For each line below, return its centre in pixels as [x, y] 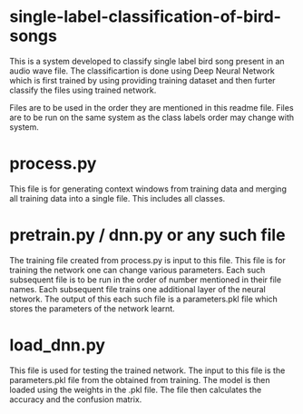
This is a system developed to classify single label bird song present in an [147, 61]
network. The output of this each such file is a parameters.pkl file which [144, 299]
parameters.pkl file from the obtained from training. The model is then [140, 379]
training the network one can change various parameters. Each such [137, 270]
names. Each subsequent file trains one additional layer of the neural [137, 289]
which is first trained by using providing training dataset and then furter [142, 80]
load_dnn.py [58, 345]
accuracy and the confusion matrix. [76, 399]
